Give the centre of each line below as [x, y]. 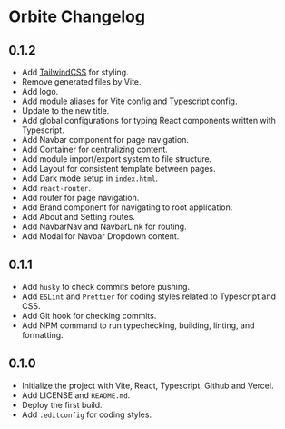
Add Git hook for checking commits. [89, 315]
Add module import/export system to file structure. [117, 159]
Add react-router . [56, 188]
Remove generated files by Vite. [81, 82]
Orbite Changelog [77, 17]
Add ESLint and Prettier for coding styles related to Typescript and [148, 296]
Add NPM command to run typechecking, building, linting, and [138, 325]
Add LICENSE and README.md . [76, 395]
